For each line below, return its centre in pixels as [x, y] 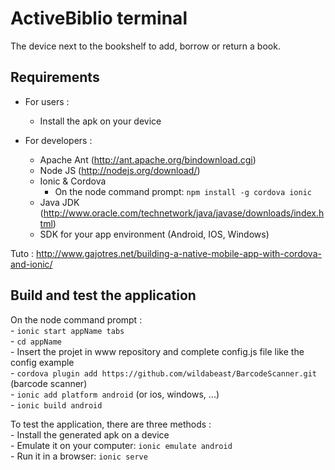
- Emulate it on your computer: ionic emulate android [121, 445]
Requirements [55, 77]
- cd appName [36, 341]
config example [42, 362]
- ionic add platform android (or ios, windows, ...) [115, 394]
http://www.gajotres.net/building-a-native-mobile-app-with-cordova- [179, 253]
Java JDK [59, 202]
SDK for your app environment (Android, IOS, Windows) [154, 234]
